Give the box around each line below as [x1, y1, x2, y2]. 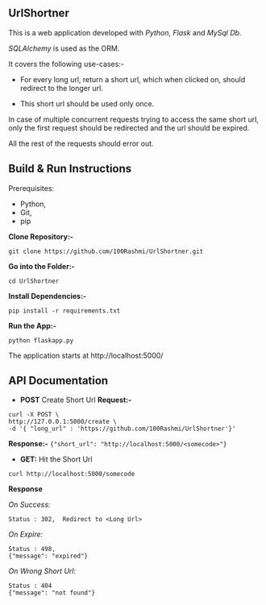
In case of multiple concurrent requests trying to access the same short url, [8, 114, 260, 124]
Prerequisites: [8, 183, 55, 193]
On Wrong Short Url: [8, 566, 77, 576]
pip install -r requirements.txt [8, 306, 121, 315]
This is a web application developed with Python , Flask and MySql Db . [8, 27, 242, 37]
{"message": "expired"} [8, 552, 89, 561]
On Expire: [8, 529, 44, 539]
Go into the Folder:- [8, 261, 75, 271]
